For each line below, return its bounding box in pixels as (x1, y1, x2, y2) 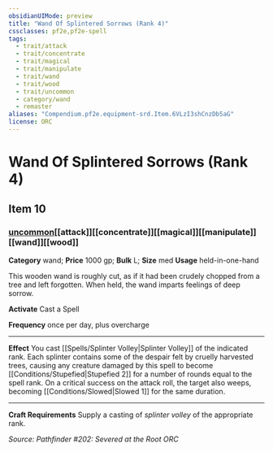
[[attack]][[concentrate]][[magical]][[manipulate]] (54, 227, 258, 238)
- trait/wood (15, 80, 60, 88)
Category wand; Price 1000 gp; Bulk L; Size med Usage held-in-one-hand (8, 255, 259, 265)
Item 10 (8, 202, 46, 216)
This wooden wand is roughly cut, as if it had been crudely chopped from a (8, 271, 260, 280)
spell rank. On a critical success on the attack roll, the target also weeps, (8, 377, 252, 387)
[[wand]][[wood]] (8, 237, 79, 248)
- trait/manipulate (15, 65, 82, 73)
